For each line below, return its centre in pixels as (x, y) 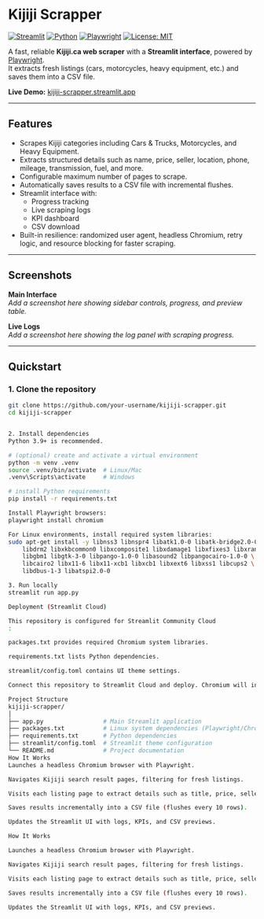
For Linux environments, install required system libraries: (110, 534)
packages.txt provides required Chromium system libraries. (109, 643)
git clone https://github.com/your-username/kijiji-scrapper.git (117, 406)
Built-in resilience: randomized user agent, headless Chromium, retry (131, 234)
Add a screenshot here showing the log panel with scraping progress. (121, 334)
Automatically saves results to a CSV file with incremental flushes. (126, 185)
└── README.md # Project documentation (96, 751)
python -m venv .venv (44, 463)
